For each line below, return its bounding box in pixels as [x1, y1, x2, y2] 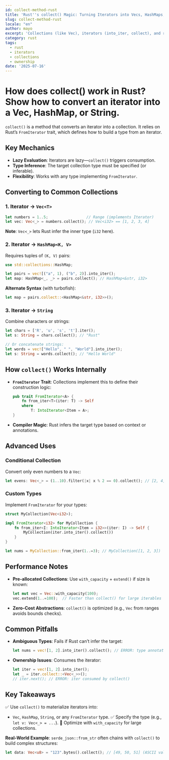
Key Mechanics [5, 144, 55, 152]
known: [12, 581, 28, 587]
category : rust [5, 36, 37, 41]
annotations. [12, 427, 39, 433]
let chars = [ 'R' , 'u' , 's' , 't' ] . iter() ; [5, 328, 96, 334]
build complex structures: [5, 740, 58, 746]
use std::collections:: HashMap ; [5, 262, 73, 267]
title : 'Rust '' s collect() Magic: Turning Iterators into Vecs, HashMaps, [5, 12, 165, 17]
